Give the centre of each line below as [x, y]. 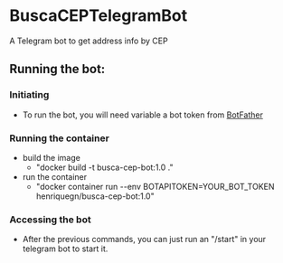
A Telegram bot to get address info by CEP [89, 41]
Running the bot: [57, 69]
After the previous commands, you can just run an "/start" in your [144, 240]
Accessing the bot [51, 220]
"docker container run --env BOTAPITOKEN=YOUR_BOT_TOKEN [155, 186]
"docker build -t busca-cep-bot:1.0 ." [104, 167]
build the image [52, 157]
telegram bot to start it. [65, 249]
